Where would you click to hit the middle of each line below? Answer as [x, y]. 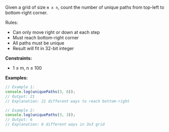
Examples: [16, 78]
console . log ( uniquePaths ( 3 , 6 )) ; [40, 92]
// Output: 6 [19, 120]
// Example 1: [20, 87]
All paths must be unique [38, 43]
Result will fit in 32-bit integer [43, 48]
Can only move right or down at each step [56, 32]
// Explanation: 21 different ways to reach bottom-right [67, 101]
